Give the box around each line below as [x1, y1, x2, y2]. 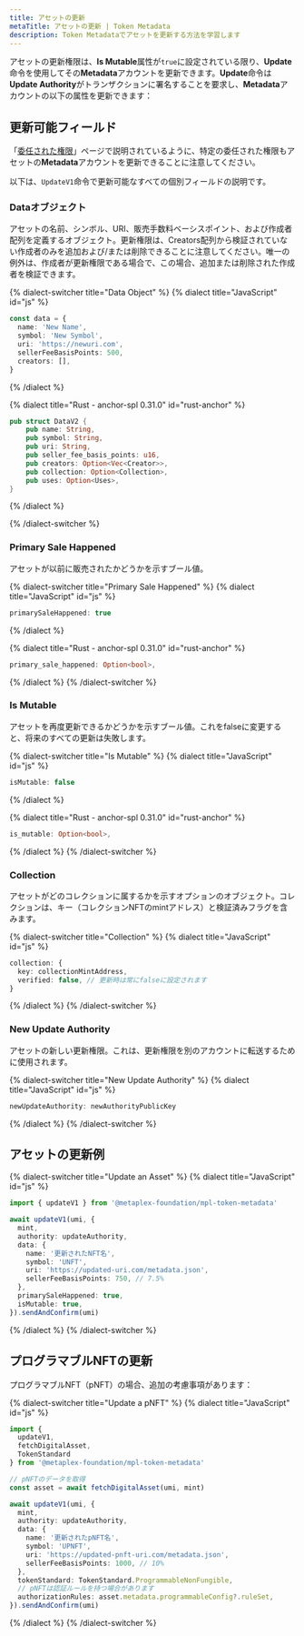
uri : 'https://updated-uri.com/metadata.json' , [25, 1266, 209, 1275]
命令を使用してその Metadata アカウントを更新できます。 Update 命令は [9, 67, 272, 78]
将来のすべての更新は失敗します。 [25, 732, 152, 743]
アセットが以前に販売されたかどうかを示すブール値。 [9, 563, 209, 574]
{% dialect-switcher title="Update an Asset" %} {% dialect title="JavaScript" [9, 1171, 296, 1182]
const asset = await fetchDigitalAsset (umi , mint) [9, 1483, 205, 1492]
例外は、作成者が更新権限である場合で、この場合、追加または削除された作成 [9, 257, 296, 268]
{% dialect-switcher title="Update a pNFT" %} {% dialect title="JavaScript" [9, 1397, 290, 1408]
